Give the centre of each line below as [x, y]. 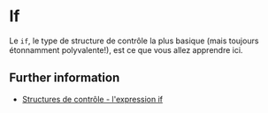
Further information [65, 78]
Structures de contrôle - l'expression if [92, 99]
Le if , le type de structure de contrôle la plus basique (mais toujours [134, 41]
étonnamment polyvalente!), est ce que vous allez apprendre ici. [126, 49]
